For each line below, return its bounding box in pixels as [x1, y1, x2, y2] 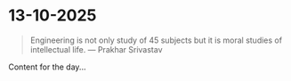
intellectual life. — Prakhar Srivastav [29, 44, 163, 54]
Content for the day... [8, 61, 86, 72]
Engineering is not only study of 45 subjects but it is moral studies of [29, 35, 282, 45]
